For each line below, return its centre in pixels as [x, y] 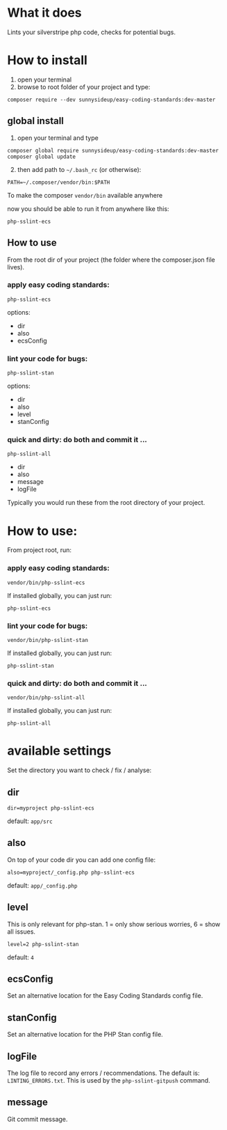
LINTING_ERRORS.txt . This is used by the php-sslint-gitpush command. [109, 1081]
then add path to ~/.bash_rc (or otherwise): [79, 169]
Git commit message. [37, 1119]
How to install [48, 60]
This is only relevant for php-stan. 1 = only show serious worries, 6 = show [114, 924]
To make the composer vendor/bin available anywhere [85, 195]
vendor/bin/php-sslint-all [46, 698]
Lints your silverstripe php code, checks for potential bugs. [91, 32]
